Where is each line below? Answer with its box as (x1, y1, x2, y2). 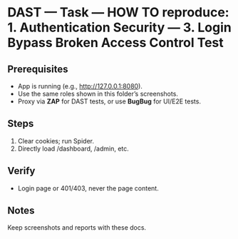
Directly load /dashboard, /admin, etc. (17, 144, 130, 153)
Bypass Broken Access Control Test (7, 35, 224, 51)
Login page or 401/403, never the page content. (17, 183, 159, 193)
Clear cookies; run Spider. (17, 136, 95, 145)
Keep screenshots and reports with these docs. (7, 223, 147, 232)
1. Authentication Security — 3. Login (7, 19, 232, 36)
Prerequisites (7, 63, 68, 75)
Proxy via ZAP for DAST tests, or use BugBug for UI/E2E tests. (17, 97, 202, 106)
